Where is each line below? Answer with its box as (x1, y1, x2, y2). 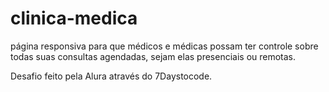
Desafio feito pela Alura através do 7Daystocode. (10, 70, 213, 82)
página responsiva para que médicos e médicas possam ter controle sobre (10, 40, 319, 52)
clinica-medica (10, 7, 138, 30)
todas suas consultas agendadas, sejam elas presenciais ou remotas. (10, 50, 297, 62)
